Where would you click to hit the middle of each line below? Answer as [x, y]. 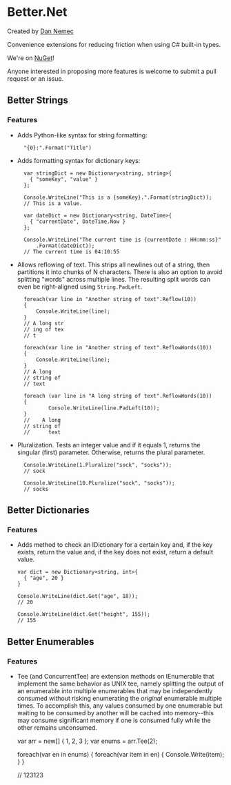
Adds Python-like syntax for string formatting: [82, 135]
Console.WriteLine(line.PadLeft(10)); [104, 408]
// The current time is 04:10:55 [72, 252]
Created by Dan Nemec [40, 31]
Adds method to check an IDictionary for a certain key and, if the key [115, 545]
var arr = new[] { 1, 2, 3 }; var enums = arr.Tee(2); [87, 741]
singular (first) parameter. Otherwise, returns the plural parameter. [111, 452]
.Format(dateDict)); [65, 246]
